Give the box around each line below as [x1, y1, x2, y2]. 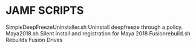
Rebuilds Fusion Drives [5, 36, 63, 43]
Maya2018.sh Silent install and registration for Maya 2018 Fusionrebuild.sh [5, 29, 191, 37]
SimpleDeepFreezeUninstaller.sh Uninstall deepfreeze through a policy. [5, 23, 183, 31]
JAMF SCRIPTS [5, 4, 84, 17]
